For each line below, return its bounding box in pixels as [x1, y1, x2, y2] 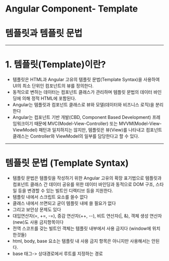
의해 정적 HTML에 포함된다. [22, 95, 76, 101]
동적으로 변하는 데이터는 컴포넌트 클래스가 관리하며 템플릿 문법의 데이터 [12, 89, 152, 95]
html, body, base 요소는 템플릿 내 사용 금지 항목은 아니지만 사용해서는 [12, 238, 150, 244]
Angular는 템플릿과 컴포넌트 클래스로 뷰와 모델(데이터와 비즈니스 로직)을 [12, 102, 154, 108]
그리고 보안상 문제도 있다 [12, 207, 61, 212]
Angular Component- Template [5, 3, 138, 15]
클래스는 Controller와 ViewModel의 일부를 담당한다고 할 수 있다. [12, 133, 139, 139]
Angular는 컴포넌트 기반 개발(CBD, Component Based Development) [12, 114, 151, 120]
